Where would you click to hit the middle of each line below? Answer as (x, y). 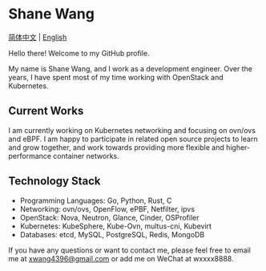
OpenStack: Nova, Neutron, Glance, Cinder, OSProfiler (109, 217)
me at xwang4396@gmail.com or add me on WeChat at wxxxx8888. (121, 258)
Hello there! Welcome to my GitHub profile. (79, 53)
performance (30, 156)
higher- (238, 147)
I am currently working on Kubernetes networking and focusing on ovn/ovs (132, 130)
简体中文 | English (38, 37)
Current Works (46, 111)
